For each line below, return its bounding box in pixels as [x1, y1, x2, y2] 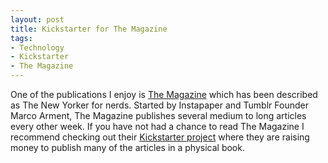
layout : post [10, 14, 65, 25]
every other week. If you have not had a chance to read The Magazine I [10, 121, 305, 132]
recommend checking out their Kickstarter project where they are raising [10, 131, 310, 143]
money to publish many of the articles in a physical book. [10, 142, 245, 153]
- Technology [10, 42, 65, 53]
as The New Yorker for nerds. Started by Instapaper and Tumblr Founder [10, 99, 309, 111]
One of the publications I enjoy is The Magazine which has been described [10, 89, 318, 100]
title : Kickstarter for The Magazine [10, 24, 168, 34]
